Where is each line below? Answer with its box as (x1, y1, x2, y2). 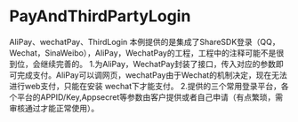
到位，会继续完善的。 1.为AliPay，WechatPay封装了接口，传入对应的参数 (9, 58, 276, 69)
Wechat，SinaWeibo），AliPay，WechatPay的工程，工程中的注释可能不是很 (9, 47, 285, 58)
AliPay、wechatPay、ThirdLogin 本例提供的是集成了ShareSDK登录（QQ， (9, 36, 280, 47)
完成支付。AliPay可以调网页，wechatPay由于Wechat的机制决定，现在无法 (16, 69, 287, 80)
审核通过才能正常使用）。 (9, 103, 100, 113)
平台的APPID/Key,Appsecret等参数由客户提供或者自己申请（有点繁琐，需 (16, 91, 284, 103)
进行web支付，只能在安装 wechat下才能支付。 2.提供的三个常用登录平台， (9, 80, 282, 91)
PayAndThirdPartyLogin (9, 6, 191, 27)
